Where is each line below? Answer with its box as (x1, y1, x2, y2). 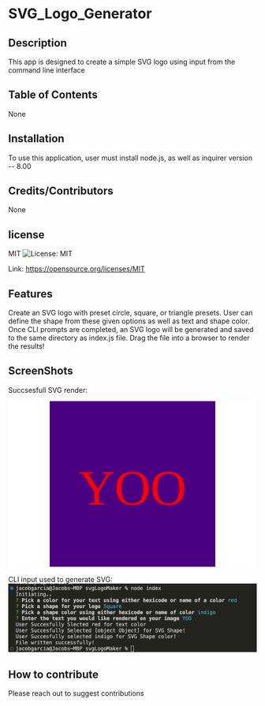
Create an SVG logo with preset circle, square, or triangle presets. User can (8, 308, 253, 318)
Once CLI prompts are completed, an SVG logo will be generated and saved (8, 325, 254, 334)
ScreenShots (8, 364, 73, 378)
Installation (8, 132, 65, 146)
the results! (8, 342, 45, 351)
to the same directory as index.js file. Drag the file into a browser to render (8, 333, 250, 343)
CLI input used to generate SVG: (8, 574, 113, 584)
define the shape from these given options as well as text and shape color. (8, 316, 250, 326)
